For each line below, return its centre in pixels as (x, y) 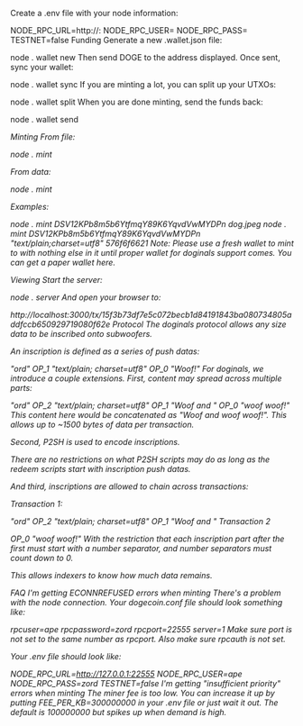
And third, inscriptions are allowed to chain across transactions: (129, 486)
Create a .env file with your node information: (94, 13)
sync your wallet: (42, 67)
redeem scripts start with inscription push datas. (101, 469)
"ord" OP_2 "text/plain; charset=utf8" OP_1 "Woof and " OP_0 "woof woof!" (150, 405)
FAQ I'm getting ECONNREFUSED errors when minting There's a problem (146, 593)
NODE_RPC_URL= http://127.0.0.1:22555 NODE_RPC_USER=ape (126, 674)
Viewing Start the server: (56, 280)
